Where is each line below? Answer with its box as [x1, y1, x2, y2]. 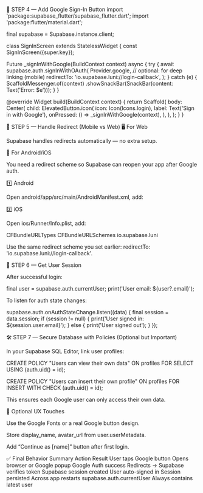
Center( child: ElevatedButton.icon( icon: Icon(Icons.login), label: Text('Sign [6, 105, 194, 112]
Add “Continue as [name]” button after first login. [6, 443, 129, 450]
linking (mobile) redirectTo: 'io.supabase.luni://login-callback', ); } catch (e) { [6, 74, 198, 80]
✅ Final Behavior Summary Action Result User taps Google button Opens [6, 455, 189, 462]
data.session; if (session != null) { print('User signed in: [6, 315, 144, 322]
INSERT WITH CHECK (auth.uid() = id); [6, 384, 103, 391]
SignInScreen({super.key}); [6, 49, 75, 56]
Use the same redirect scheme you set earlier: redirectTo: [6, 243, 151, 250]
